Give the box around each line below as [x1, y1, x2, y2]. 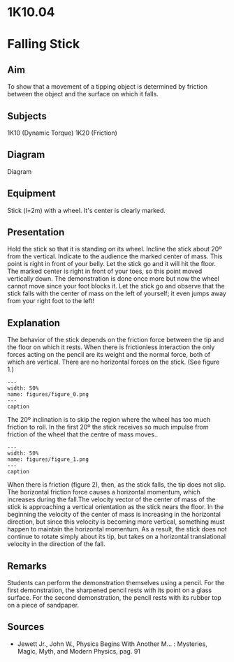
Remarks [7, 560, 47, 572]
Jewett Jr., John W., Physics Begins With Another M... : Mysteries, [17, 640, 207, 648]
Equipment [7, 188, 56, 200]
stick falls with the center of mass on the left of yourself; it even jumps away [7, 289, 227, 297]
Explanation [7, 317, 61, 329]
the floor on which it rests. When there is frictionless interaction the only [7, 343, 215, 351]
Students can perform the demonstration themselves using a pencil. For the [7, 579, 225, 587]
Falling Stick [7, 36, 80, 52]
